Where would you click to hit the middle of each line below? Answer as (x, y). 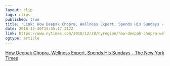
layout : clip (19, 10)
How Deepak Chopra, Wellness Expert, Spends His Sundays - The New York (85, 53)
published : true (22, 19)
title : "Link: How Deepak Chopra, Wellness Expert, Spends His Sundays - (85, 24)
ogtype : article (22, 39)
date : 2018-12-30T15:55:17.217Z (39, 29)
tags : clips (18, 15)
